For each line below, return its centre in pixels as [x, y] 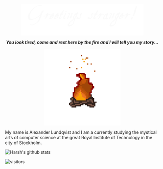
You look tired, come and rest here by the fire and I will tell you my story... [82, 42]
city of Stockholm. [23, 143]
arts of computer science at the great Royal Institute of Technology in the [79, 137]
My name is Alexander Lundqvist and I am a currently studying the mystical [81, 132]
